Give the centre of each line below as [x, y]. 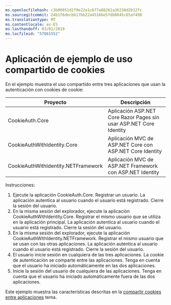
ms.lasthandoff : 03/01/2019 [35, 29]
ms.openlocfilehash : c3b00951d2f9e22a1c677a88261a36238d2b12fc [74, 10]
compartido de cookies [55, 70]
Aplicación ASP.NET [132, 111]
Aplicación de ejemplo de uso [69, 59]
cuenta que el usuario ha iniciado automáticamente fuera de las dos [84, 276]
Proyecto [55, 102]
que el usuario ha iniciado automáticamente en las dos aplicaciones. [84, 265]
